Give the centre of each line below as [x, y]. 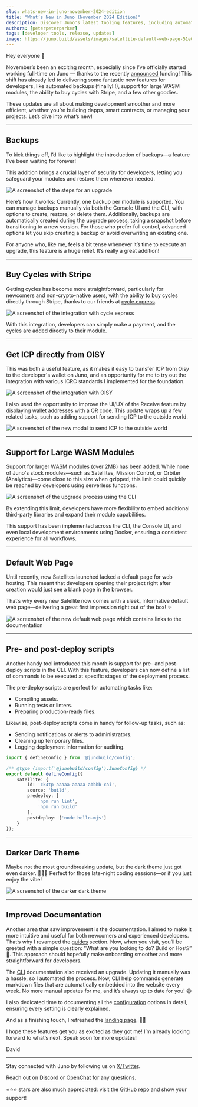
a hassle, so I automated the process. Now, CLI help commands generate [95, 978]
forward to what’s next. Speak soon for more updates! [72, 1037]
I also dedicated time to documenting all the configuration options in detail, [97, 1002]
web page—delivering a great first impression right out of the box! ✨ [89, 607]
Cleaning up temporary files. [49, 740]
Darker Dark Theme [43, 853]
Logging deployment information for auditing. [70, 747]
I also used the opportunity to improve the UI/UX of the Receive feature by [96, 404]
